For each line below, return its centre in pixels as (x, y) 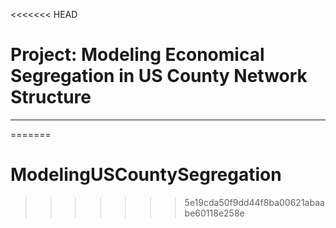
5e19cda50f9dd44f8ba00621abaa (254, 202)
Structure (51, 97)
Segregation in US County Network (159, 76)
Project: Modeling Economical (137, 55)
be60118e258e (214, 213)
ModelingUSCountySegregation (146, 175)
